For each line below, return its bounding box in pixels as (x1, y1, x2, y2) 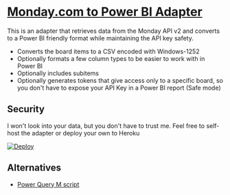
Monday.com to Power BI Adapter (7, 4, 203, 20)
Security (7, 103, 45, 115)
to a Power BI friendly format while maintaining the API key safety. (7, 34, 194, 42)
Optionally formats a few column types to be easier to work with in (16, 54, 205, 62)
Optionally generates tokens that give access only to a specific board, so (16, 76, 223, 84)
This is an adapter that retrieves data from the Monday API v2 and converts (7, 27, 220, 35)
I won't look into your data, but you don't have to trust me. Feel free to (7, 121, 205, 130)
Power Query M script (16, 180, 80, 188)
